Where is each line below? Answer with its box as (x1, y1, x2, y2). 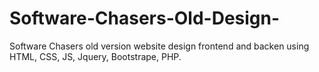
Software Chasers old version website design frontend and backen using (9, 40, 310, 52)
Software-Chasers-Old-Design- (9, 7, 281, 30)
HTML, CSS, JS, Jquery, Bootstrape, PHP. (9, 50, 182, 62)
